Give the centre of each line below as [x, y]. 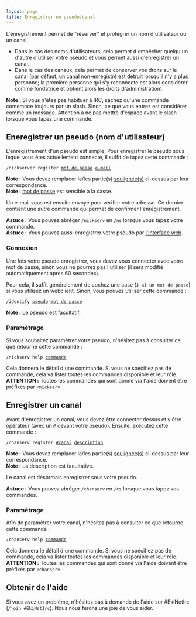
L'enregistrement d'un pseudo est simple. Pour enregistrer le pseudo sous [95, 151]
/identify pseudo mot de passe [44, 301]
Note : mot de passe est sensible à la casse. [59, 192]
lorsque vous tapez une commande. [49, 118]
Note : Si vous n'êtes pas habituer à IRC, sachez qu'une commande [87, 100]
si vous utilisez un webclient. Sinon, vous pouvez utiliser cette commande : [96, 291]
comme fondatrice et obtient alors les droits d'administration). [89, 88]
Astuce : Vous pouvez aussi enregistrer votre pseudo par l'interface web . [94, 233]
